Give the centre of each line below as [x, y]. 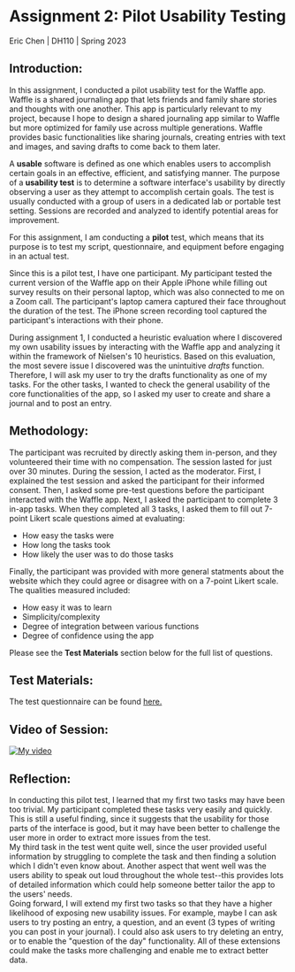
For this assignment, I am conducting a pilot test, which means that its [137, 237]
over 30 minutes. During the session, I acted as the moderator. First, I [135, 471]
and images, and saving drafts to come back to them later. [115, 146]
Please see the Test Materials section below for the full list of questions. [141, 652]
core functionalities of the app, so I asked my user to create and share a [140, 393]
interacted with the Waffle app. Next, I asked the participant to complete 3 [144, 499]
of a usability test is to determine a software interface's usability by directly [147, 182]
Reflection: [40, 779]
